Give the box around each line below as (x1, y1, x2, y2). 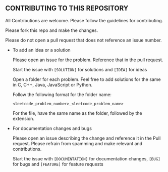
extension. (12, 115, 34, 121)
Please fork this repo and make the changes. (5, 27, 98, 33)
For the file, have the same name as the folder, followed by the (12, 110, 142, 116)
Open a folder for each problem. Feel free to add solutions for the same (12, 76, 161, 82)
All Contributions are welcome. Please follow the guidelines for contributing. (5, 17, 163, 23)
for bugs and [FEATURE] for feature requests (12, 161, 103, 167)
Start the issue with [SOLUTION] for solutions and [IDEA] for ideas (12, 66, 147, 72)
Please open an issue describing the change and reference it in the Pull (12, 135, 161, 141)
